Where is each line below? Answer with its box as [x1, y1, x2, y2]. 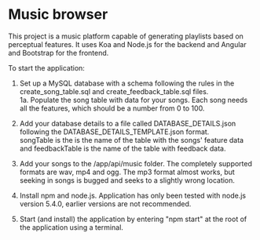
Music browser [8, 5, 108, 24]
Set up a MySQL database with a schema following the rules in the [19, 78, 235, 88]
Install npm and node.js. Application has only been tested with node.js [19, 191, 246, 200]
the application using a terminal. [19, 222, 124, 232]
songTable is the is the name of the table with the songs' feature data [19, 135, 244, 144]
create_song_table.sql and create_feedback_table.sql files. [19, 86, 209, 96]
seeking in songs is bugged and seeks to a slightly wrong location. [19, 175, 236, 185]
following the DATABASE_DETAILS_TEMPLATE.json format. [19, 127, 210, 136]
